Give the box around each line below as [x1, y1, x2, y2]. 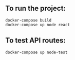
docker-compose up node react [5, 22, 70, 27]
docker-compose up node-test [5, 50, 68, 55]
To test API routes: [5, 36, 66, 45]
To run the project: [5, 4, 66, 13]
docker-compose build [5, 17, 52, 23]
